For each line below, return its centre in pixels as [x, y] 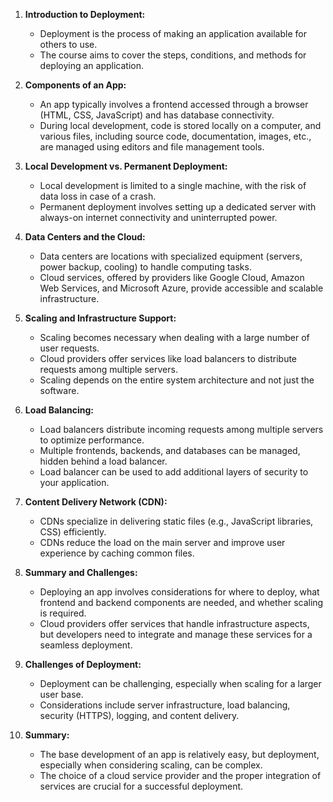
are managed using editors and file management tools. [152, 147]
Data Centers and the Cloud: [85, 237]
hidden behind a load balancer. [103, 461]
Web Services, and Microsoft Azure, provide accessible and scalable [181, 288]
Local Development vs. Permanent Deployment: [126, 166]
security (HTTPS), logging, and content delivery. [139, 715]
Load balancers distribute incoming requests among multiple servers [181, 429]
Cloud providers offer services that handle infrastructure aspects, [174, 623]
